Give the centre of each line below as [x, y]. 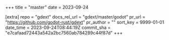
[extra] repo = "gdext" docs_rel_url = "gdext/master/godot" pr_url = [75, 17]
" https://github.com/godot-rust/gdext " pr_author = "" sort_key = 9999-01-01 [85, 22]
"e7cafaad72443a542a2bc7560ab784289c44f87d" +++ [64, 33]
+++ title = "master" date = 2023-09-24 [47, 7]
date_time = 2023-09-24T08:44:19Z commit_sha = [58, 27]
